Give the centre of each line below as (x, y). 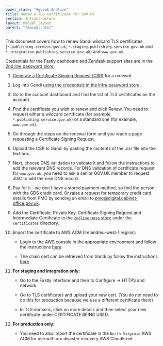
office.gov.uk (26, 203)
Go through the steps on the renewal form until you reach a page (77, 134)
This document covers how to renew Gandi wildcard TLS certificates (74, 41)
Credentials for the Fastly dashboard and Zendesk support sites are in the (79, 61)
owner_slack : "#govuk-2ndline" (37, 9)
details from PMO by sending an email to (53, 198)
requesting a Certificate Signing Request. (54, 139)
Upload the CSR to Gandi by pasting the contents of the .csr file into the (84, 148)
